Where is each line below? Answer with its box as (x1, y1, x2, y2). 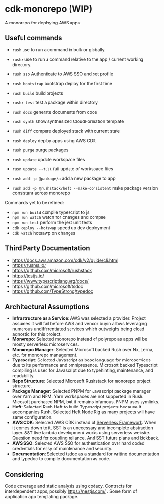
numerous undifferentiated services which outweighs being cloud (12, 326, 145, 332)
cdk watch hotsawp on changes (12, 230, 76, 236)
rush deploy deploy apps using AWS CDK (12, 137, 96, 143)
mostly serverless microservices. (12, 341, 79, 347)
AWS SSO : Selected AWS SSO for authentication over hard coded (12, 440, 145, 446)
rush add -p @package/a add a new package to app (12, 175, 116, 181)
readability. (12, 373, 35, 379)
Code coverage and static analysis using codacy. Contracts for (5, 483, 132, 489)
